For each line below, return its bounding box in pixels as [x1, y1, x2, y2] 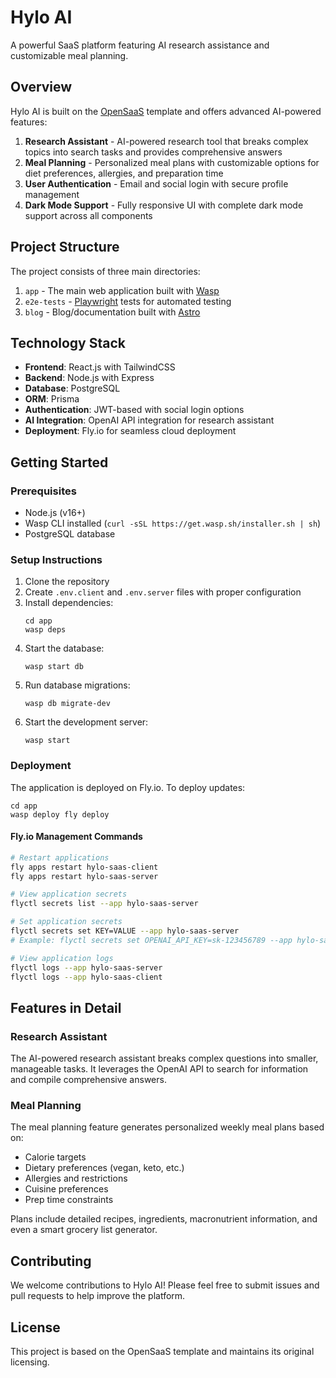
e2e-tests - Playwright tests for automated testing [24, 295, 232, 307]
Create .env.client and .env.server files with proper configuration [24, 586, 302, 598]
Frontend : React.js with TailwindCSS [24, 361, 176, 373]
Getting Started [10, 454, 109, 471]
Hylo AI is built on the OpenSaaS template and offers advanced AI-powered [10, 105, 322, 117]
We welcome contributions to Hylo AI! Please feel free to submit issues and [10, 1279, 320, 1291]
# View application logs [10, 953, 114, 963]
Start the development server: [24, 716, 149, 728]
